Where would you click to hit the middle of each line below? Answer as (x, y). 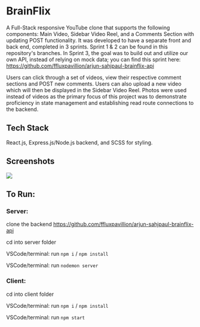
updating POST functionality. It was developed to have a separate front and (99, 40)
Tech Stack (27, 128)
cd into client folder (30, 294)
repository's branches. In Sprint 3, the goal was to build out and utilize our (97, 53)
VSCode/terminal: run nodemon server (52, 265)
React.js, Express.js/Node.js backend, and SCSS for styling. (80, 143)
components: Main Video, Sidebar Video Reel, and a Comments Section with (100, 34)
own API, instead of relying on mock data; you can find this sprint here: (93, 59)
